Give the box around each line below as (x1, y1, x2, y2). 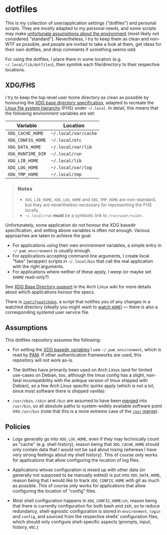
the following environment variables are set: (5, 110, 96, 116)
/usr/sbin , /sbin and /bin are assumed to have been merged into (12, 398, 147, 403)
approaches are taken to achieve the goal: (5, 233, 92, 239)
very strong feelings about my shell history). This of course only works (12, 452, 158, 458)
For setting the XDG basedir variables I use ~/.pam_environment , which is (12, 346, 162, 352)
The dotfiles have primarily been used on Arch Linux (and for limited (12, 367, 153, 373)
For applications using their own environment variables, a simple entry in (12, 243, 162, 249)
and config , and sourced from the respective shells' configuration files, (12, 513, 159, 519)
